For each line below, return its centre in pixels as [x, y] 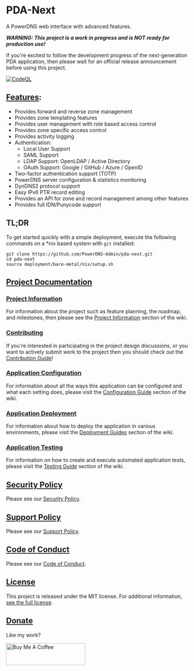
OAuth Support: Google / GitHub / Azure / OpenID [83, 167]
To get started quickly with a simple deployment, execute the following [91, 237]
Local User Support [47, 148]
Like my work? [23, 635]
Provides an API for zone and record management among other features [101, 198]
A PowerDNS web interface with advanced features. [69, 26]
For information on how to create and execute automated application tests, [96, 460]
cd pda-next [20, 259]
